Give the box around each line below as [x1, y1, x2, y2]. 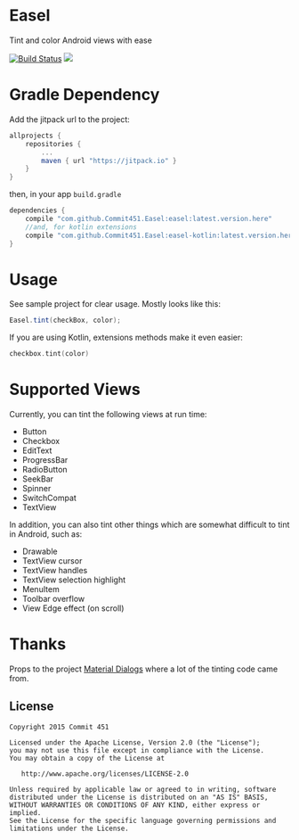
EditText [21, 445, 53, 456]
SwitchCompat [21, 492, 77, 504]
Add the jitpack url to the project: [9, 113, 131, 125]
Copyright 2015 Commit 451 [9, 722, 109, 731]
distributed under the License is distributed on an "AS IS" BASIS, [9, 793, 269, 802]
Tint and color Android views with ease [9, 35, 153, 45]
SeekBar [21, 474, 54, 484]
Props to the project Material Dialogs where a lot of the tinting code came [9, 663, 279, 674]
